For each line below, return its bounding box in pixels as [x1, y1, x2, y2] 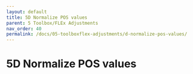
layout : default [6, 8, 47, 15]
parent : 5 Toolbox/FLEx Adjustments [6, 20, 98, 26]
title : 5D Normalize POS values [6, 14, 87, 20]
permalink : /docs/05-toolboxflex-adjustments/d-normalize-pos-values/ [6, 31, 188, 37]
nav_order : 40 [6, 25, 42, 32]
